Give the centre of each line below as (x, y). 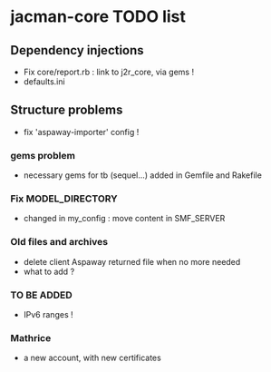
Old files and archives (59, 242)
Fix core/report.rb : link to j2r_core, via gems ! (108, 72)
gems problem (43, 155)
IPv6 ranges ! (48, 314)
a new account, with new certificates (92, 358)
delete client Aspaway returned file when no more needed (132, 261)
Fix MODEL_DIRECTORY (64, 199)
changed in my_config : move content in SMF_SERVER (124, 219)
